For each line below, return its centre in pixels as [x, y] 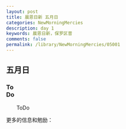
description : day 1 [30, 28]
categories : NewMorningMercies [45, 22]
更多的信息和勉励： [30, 120]
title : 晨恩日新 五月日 [32, 17]
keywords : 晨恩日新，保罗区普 [39, 34]
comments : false [26, 39]
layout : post [22, 12]
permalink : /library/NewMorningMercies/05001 [63, 45]
